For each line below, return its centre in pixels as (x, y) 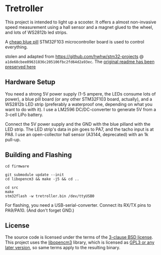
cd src (12, 187)
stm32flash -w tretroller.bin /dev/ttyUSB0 (50, 196)
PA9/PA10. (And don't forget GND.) (40, 210)
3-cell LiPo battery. (24, 115)
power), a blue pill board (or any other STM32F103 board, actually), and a (79, 99)
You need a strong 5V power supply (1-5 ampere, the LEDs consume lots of (80, 94)
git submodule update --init (35, 175)
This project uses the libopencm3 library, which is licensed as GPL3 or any (80, 242)
